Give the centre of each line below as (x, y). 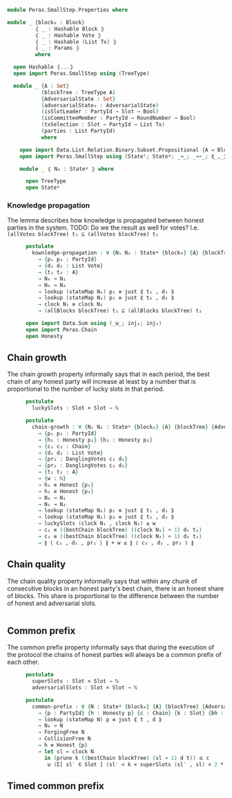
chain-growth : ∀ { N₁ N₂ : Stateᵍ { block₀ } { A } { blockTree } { (123, 427)
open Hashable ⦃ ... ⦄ (43, 67)
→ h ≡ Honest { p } (63, 745)
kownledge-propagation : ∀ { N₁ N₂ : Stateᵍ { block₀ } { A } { (119, 253)
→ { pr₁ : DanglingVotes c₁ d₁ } (83, 459)
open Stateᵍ (42, 188)
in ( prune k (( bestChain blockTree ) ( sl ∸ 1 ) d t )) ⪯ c (127, 758)
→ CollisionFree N (64, 739)
